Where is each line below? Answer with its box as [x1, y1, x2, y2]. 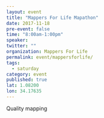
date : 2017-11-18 [6, 20, 50, 26]
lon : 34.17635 [6, 88, 42, 94]
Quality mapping [6, 105, 47, 112]
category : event [6, 71, 47, 77]
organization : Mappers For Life [6, 49, 88, 55]
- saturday [11, 65, 39, 72]
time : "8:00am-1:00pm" [6, 32, 63, 38]
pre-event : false [6, 26, 50, 32]
